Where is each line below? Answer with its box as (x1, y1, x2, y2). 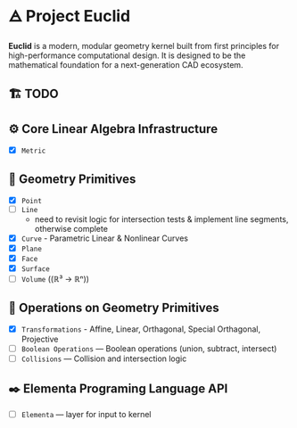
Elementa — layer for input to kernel (21, 409, 152, 419)
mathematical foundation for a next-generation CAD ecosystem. (8, 59, 243, 70)
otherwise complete (34, 223, 109, 234)
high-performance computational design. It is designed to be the (8, 50, 246, 61)
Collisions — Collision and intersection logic (21, 353, 187, 364)
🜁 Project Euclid (8, 6, 131, 27)
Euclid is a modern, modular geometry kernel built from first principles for (8, 40, 280, 51)
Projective (21, 333, 59, 345)
